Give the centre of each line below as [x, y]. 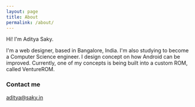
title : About [22, 17]
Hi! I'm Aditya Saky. [30, 39]
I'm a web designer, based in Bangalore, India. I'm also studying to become [97, 51]
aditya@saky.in [25, 97]
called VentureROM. [30, 69]
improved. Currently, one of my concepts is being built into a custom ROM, [97, 63]
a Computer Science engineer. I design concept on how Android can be [93, 57]
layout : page [22, 11]
